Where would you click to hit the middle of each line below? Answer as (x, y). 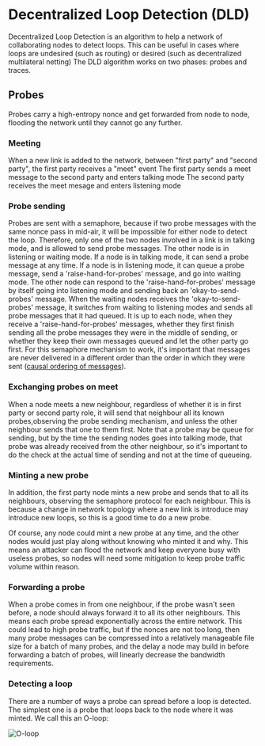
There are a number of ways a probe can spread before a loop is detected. (130, 701)
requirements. (31, 664)
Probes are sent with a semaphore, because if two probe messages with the (132, 223)
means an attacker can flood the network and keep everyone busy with (124, 550)
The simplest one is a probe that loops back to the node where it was (121, 710)
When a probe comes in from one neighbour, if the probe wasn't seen (122, 604)
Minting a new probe (49, 475)
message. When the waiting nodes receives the (112, 299)
